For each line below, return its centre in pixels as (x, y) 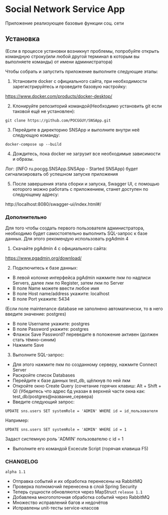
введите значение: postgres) (36, 314)
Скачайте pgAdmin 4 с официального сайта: (60, 248)
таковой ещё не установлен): (44, 111)
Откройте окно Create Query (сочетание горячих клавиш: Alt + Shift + (87, 386)
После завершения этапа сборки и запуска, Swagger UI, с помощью (86, 184)
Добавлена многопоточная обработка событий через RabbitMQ (81, 497)
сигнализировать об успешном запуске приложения (62, 174)
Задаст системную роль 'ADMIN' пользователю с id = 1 (64, 439)
